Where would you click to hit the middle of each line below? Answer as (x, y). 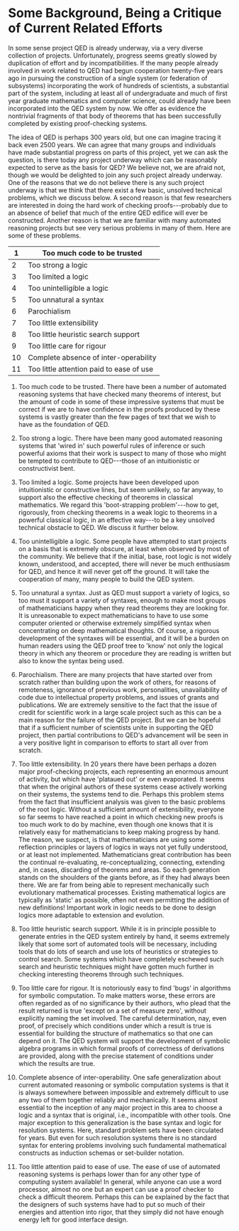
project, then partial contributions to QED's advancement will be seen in (123, 735)
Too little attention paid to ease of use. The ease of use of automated (119, 1166)
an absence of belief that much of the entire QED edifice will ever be (108, 213)
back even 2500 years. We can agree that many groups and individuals (112, 144)
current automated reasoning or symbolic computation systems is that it (123, 1085)
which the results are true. (56, 1063)
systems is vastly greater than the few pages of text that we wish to (117, 417)
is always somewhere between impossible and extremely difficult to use (123, 1092)
